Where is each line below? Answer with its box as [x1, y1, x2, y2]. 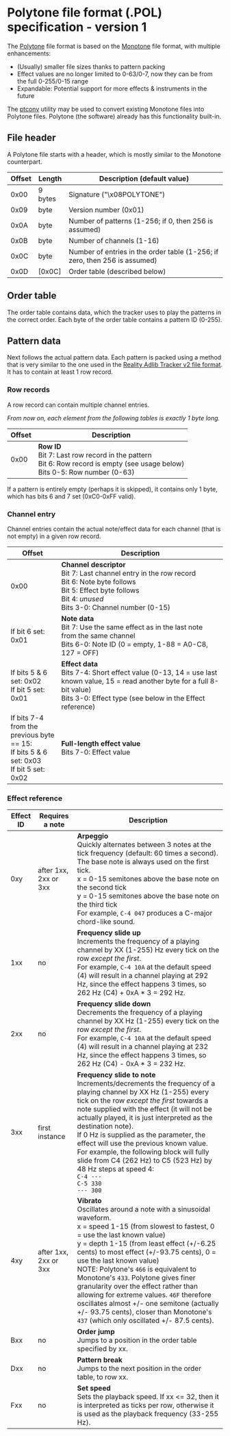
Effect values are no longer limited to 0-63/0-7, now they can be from [16, 70, 213, 78]
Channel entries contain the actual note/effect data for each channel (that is [7, 525, 221, 533]
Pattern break [77, 1355, 123, 1365]
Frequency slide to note [77, 1070, 156, 1080]
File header [7, 132, 56, 144]
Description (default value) [99, 173, 190, 183]
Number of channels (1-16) [68, 236, 159, 245]
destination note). [77, 1122, 133, 1131]
